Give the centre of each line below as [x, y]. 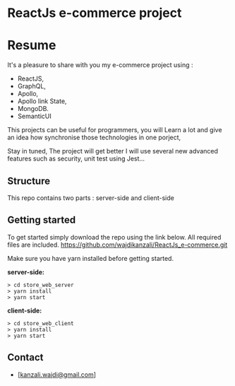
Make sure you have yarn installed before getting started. [91, 258]
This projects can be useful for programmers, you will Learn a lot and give [115, 130]
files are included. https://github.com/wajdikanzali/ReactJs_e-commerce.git [117, 245]
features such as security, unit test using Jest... [76, 159]
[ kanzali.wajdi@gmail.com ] [57, 374]
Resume [32, 46]
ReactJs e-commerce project [95, 13]
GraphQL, [31, 86]
